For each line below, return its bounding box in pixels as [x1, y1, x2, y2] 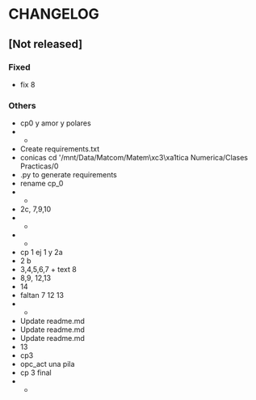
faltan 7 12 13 [19, 291, 65, 300]
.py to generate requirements [19, 170, 117, 180]
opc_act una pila [19, 360, 75, 369]
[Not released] [8, 37, 83, 51]
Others [8, 100, 36, 111]
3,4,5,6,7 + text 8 [19, 265, 77, 274]
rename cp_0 [19, 179, 64, 189]
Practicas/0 [19, 161, 59, 171]
